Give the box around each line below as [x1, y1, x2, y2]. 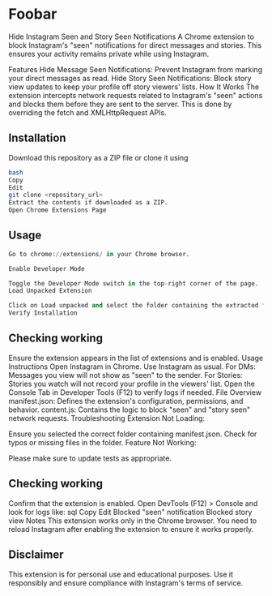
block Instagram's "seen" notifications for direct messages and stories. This [8, 40, 262, 49]
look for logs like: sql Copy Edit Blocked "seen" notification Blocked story [8, 507, 253, 517]
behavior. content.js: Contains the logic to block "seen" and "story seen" [8, 405, 251, 414]
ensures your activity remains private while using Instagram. [8, 49, 210, 58]
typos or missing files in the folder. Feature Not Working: [8, 437, 197, 447]
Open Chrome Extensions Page [8, 206, 107, 215]
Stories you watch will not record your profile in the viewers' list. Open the [8, 379, 255, 388]
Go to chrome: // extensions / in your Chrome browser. [8, 250, 190, 258]
